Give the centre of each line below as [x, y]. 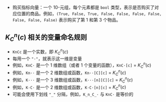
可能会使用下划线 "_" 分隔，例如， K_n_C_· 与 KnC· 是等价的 [73, 94]
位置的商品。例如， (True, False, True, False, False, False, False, [89, 13]
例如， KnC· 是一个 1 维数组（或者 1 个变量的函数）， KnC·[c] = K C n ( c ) [82, 65]
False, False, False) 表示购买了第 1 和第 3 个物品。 [66, 20]
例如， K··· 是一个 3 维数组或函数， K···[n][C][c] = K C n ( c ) [73, 80]
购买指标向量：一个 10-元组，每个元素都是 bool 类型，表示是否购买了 [83, 7]
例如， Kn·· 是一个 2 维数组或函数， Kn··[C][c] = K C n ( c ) [69, 72]
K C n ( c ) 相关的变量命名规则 [46, 37]
